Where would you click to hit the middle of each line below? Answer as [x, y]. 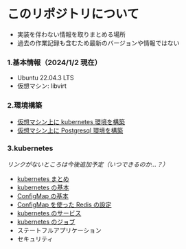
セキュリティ [35, 239]
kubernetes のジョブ [46, 222]
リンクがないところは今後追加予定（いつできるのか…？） [88, 164]
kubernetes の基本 [43, 187]
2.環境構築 [25, 106]
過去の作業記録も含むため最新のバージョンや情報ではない [98, 43]
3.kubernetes [30, 148]
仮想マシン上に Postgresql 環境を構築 [70, 130]
